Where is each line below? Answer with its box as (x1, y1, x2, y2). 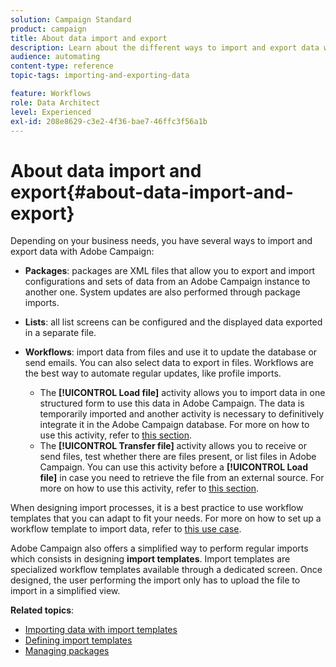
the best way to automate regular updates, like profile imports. (24, 367, 282, 380)
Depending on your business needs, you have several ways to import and (10, 235, 313, 247)
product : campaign (10, 24, 87, 34)
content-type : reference (10, 61, 114, 71)
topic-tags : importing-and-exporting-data (10, 71, 190, 81)
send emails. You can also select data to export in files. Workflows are (24, 357, 314, 369)
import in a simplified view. (10, 585, 121, 597)
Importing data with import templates (24, 624, 178, 636)
